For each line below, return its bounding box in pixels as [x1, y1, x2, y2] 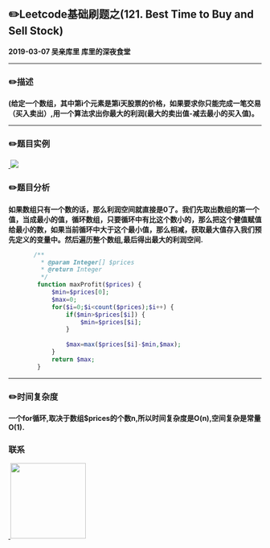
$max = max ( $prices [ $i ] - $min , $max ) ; [65, 340, 182, 348]
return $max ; [51, 355, 95, 364]
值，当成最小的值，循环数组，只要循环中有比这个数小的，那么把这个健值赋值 [8, 214, 262, 224]
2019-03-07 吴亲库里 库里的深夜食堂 [8, 47, 131, 56]
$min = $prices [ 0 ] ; [51, 288, 110, 296]
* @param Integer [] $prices [40, 258, 135, 266]
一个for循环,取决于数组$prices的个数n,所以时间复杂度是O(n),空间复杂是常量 [8, 414, 261, 422]
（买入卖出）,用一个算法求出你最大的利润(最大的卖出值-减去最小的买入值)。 [8, 109, 259, 118]
